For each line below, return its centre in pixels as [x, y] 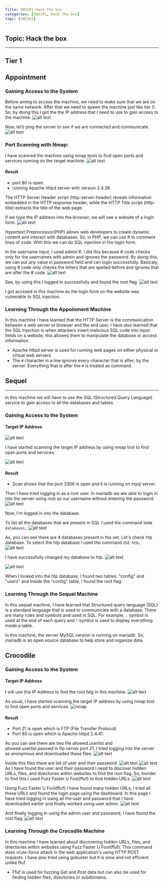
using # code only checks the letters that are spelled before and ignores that [82, 267]
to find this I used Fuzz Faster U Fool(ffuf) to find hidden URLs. [68, 779]
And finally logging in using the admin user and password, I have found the [80, 813]
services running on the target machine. [45, 161]
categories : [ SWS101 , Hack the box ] [42, 14]
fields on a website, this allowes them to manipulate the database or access [81, 336]
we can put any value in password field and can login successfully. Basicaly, [82, 262]
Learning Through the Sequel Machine [52, 594]
